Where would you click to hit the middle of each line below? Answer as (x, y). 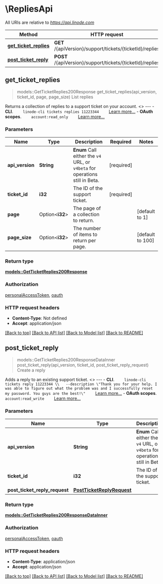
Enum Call (85, 150)
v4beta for (84, 168)
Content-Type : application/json (43, 561)
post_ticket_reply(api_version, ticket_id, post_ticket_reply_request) (83, 365)
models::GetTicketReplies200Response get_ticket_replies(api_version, (87, 91)
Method (28, 34)
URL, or (81, 162)
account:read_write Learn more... (43, 398)
